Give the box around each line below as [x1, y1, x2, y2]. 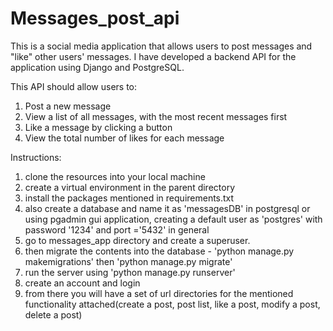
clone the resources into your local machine [24, 170, 206, 182]
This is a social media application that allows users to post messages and [10, 40, 313, 52]
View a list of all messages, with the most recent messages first [24, 110, 288, 122]
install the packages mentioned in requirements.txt [24, 192, 235, 204]
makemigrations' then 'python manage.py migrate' [24, 255, 233, 267]
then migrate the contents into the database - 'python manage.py [24, 245, 295, 257]
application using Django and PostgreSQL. [10, 61, 185, 73]
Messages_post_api [10, 7, 180, 30]
